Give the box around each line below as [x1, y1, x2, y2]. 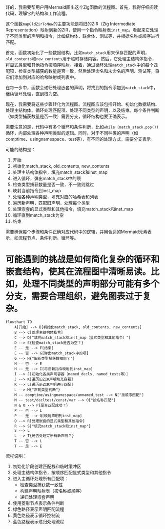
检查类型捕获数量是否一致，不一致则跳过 [12, 182, 94, 187]
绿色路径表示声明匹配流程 [12, 506, 64, 512]
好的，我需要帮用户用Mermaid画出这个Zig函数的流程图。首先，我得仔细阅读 [5, 4, 158, 10]
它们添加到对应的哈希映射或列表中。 [5, 74, 79, 80]
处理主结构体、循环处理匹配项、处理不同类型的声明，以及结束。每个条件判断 [5, 107, 160, 113]
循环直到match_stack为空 [12, 212, 64, 218]
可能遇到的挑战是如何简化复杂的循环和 [5, 254, 160, 265]
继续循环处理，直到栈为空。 [5, 91, 62, 97]
